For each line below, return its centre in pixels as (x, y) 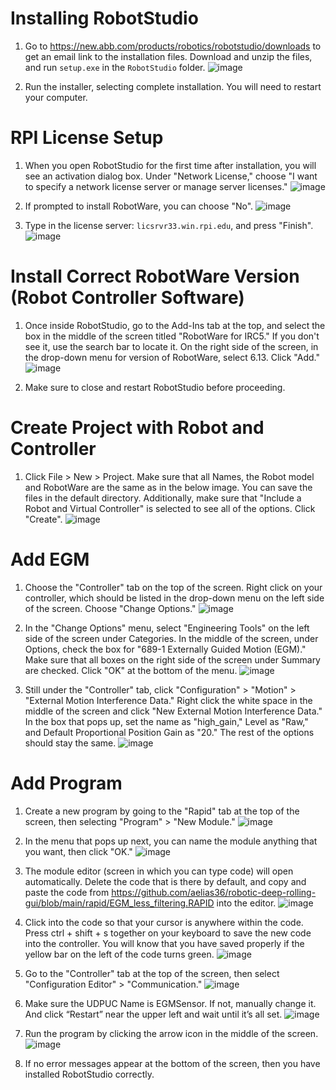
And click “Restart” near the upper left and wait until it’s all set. (153, 1014)
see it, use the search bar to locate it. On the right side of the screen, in (171, 346)
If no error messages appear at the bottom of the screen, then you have (172, 1063)
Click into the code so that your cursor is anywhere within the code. (164, 922)
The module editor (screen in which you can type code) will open (159, 871)
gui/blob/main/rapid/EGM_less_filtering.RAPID (119, 903)
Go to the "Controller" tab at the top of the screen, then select (152, 973)
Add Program (66, 783)
